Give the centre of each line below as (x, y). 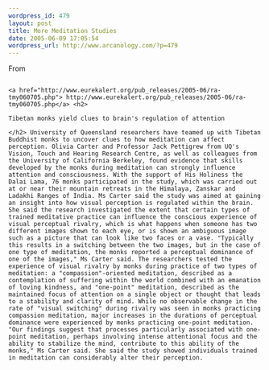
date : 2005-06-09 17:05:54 (54, 38)
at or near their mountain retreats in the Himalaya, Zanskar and (122, 189)
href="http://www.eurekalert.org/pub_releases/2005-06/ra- (120, 90)
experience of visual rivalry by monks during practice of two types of (133, 266)
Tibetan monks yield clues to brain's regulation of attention (117, 119)
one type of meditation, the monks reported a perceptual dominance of (131, 253)
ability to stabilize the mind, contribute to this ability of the (124, 344)
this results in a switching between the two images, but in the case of (135, 245)
